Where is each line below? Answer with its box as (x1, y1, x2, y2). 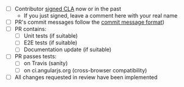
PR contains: (14, 26, 46, 33)
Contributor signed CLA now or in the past (14, 5, 122, 12)
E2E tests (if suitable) (23, 39, 78, 46)
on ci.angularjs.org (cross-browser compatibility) (23, 66, 147, 74)
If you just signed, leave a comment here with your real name (23, 12, 178, 19)
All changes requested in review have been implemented (14, 73, 158, 81)
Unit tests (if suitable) (23, 32, 78, 40)
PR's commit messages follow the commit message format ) (14, 18, 164, 26)
